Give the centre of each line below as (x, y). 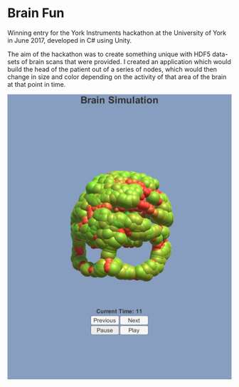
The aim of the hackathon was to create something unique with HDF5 (109, 54)
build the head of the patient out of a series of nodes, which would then (112, 69)
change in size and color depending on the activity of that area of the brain (117, 77)
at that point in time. (37, 84)
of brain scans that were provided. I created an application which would (126, 61)
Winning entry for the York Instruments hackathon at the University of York (117, 33)
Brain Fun (36, 13)
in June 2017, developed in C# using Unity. (70, 40)
